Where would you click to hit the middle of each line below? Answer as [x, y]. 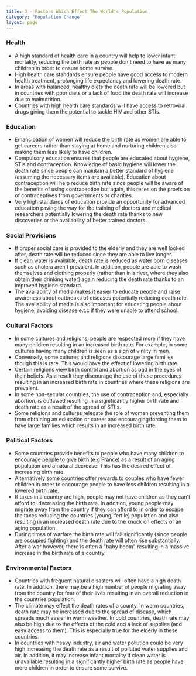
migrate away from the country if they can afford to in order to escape [99, 509]
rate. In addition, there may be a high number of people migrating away [100, 587]
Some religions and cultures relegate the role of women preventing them [102, 413]
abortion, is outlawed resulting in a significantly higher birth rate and [97, 400]
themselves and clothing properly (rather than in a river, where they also [102, 273]
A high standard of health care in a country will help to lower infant [95, 56]
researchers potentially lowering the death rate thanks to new [89, 214]
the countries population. [45, 599]
